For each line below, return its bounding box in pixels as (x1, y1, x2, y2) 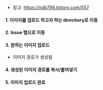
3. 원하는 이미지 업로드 (5, 42, 50, 48)
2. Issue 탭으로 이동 (5, 29, 45, 35)
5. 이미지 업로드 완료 (5, 79, 46, 85)
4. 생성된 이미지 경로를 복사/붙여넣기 (5, 66, 78, 72)
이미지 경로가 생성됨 (12, 54, 53, 60)
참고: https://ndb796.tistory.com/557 (12, 5, 89, 10)
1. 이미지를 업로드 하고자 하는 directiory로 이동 (5, 17, 98, 23)
